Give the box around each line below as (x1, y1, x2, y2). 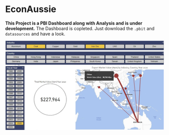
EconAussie (5, 4, 57, 15)
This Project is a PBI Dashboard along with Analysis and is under (5, 20, 142, 26)
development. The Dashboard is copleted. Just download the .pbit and (5, 25, 155, 31)
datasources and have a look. (5, 31, 65, 37)
